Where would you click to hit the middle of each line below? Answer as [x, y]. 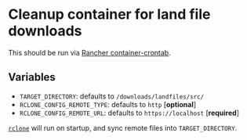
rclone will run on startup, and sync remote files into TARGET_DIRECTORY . [123, 127]
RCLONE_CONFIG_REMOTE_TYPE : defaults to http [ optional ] [108, 104]
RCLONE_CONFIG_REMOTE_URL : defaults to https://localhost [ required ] [129, 113]
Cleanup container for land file [109, 14]
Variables [32, 77]
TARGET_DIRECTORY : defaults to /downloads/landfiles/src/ [112, 96]
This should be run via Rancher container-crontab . [89, 52]
